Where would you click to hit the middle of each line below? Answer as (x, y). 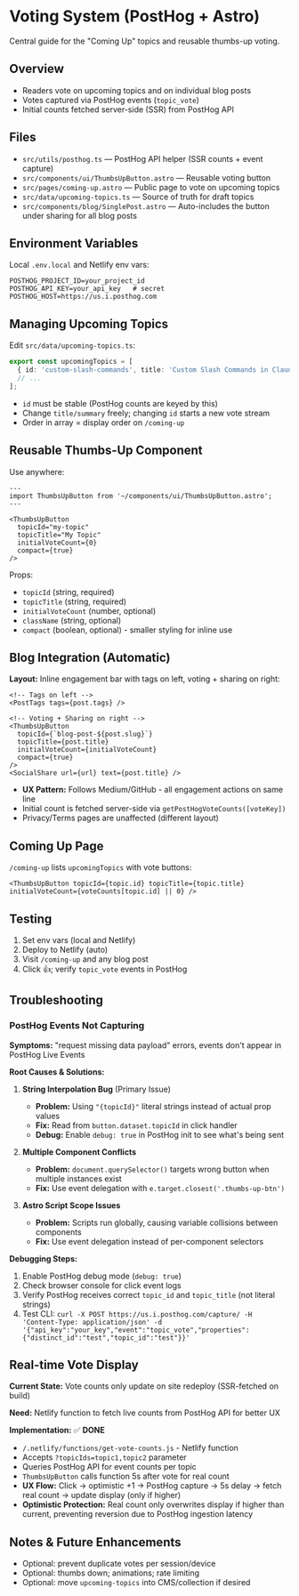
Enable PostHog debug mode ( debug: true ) (102, 1276)
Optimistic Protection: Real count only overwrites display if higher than (153, 1504)
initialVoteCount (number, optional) (89, 610)
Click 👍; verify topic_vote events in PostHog (105, 969)
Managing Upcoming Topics (89, 323)
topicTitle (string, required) (74, 601)
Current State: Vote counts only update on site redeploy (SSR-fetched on (144, 1386)
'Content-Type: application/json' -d (92, 1322)
